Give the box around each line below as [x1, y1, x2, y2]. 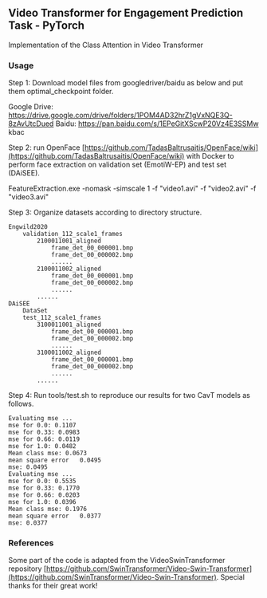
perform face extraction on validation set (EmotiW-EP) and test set [8, 159, 227, 170]
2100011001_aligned [37, 237, 102, 246]
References [8, 537, 54, 549]
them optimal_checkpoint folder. [8, 87, 114, 96]
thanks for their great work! [8, 581, 98, 591]
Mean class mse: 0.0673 [8, 450, 88, 458]
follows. [8, 399, 34, 409]
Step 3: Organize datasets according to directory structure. [8, 207, 202, 218]
